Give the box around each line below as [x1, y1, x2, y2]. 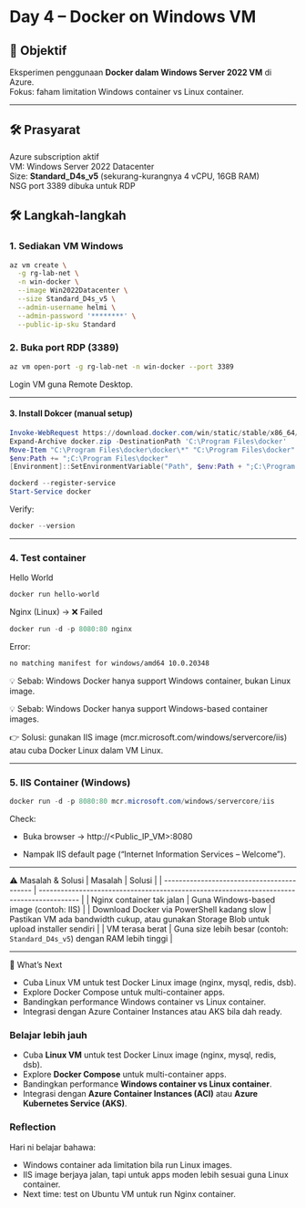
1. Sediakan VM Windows [9, 240, 124, 253]
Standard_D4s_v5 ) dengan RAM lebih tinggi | [9, 932, 173, 943]
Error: [9, 640, 31, 651]
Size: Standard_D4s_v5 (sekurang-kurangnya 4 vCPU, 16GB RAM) [9, 171, 260, 182]
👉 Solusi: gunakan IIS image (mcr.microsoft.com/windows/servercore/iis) [9, 732, 288, 743]
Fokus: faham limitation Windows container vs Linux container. [9, 87, 244, 97]
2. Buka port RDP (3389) [9, 341, 119, 354]
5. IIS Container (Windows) [9, 776, 131, 788]
